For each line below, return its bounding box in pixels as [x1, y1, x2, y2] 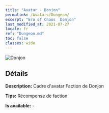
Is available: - [5, 102, 35, 108]
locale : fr [5, 26, 29, 32]
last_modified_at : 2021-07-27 [5, 21, 70, 27]
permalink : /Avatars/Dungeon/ [5, 12, 70, 17]
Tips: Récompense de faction [5, 93, 68, 99]
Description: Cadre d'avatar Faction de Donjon [5, 82, 104, 89]
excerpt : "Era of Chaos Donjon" [5, 17, 76, 22]
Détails [5, 69, 28, 78]
